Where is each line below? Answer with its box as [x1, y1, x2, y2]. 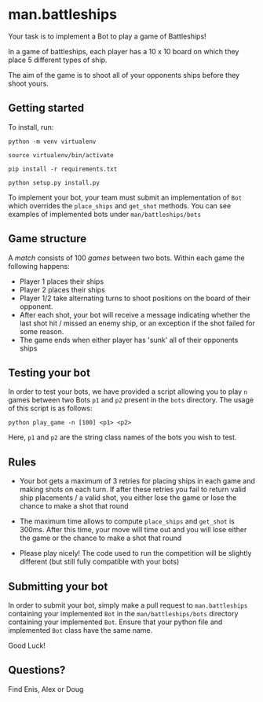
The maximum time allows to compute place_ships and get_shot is [19, 516, 236, 526]
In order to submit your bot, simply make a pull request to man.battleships [8, 601, 248, 610]
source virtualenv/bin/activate [8, 151, 114, 159]
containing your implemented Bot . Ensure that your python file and [8, 617, 223, 627]
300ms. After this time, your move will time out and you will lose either [19, 525, 247, 535]
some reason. [19, 326, 64, 336]
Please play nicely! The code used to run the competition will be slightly [19, 549, 252, 558]
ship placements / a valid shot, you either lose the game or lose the [19, 493, 237, 502]
